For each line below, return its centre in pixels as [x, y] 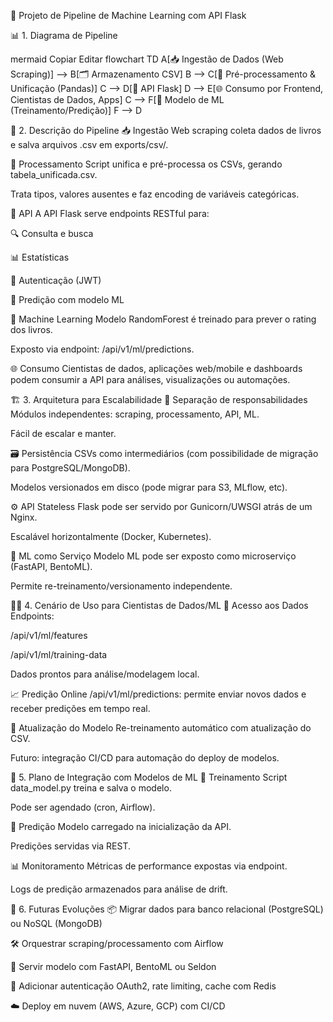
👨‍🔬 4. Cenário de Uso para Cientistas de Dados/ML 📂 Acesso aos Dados [159, 605]
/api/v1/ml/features [49, 635]
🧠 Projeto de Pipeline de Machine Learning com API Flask [128, 15]
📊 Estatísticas [40, 257]
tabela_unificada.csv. [54, 174]
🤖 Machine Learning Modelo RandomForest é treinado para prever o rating [163, 319]
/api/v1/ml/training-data [59, 654]
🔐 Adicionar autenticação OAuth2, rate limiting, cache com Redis [143, 986]
